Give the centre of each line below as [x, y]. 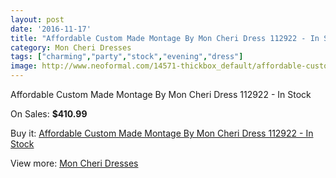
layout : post [37, 19]
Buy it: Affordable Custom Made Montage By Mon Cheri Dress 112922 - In [162, 133]
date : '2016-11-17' [51, 29]
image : [24, 66]
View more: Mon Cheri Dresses [74, 163]
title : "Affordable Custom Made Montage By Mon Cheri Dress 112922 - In [165, 38]
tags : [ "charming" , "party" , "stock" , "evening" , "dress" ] [127, 57]
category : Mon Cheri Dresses [71, 47]
